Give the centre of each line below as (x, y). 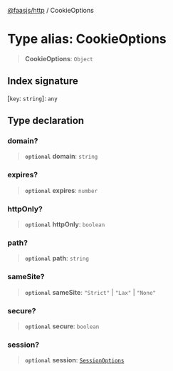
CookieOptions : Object (59, 58)
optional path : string (57, 258)
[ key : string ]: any (33, 98)
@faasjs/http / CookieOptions (51, 10)
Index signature (43, 81)
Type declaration (46, 121)
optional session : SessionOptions (74, 360)
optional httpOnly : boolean (65, 224)
